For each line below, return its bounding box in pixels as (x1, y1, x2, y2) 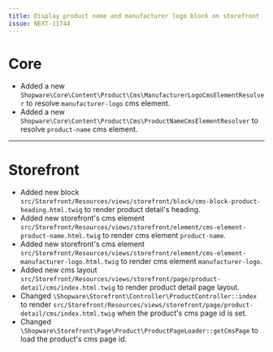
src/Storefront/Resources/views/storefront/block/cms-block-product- (19, 198, 262, 206)
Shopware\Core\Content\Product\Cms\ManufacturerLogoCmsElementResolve (19, 91, 265, 100)
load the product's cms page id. (19, 334, 128, 344)
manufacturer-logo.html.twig (19, 258, 119, 267)
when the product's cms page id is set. (116, 308, 248, 318)
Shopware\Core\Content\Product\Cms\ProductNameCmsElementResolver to (19, 115, 258, 126)
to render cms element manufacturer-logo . (120, 257, 262, 267)
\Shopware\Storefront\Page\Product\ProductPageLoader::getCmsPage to (19, 326, 258, 336)
